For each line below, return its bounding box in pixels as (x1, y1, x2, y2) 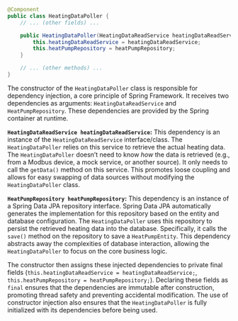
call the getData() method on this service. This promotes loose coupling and (7, 165, 230, 174)
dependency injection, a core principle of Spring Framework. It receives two (7, 91, 229, 100)
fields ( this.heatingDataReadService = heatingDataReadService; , (7, 268, 198, 276)
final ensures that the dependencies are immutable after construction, (7, 283, 215, 291)
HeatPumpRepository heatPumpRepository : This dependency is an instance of (7, 194, 229, 203)
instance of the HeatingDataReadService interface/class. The (7, 135, 183, 144)
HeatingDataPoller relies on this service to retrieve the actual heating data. (7, 142, 225, 151)
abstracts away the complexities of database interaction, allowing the (7, 239, 210, 247)
